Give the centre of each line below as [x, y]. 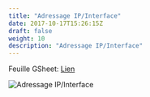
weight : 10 [27, 38]
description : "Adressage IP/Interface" [76, 46]
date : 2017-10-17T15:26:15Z [56, 23]
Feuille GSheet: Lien [42, 69]
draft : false [30, 31]
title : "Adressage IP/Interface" [65, 16]
